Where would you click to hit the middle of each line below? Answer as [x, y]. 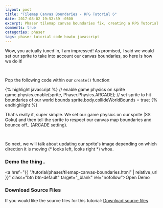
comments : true [21, 28]
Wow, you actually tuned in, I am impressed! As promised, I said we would [80, 51]
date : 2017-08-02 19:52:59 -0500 [39, 19]
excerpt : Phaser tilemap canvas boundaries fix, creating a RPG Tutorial [82, 23]
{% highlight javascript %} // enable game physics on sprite [65, 89]
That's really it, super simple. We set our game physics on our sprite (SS [78, 114]
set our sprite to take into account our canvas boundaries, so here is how [79, 56]
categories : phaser [25, 32]
